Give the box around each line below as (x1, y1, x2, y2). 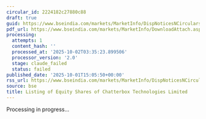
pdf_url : (6, 26, 29, 33)
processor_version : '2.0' (12, 55, 78, 61)
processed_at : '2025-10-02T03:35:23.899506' (12, 49, 128, 55)
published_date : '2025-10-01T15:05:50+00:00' (6, 72, 124, 78)
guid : (6, 20, 20, 26)
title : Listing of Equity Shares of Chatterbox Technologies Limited (6, 89, 188, 95)
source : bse (6, 83, 37, 90)
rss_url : (6, 77, 29, 83)
